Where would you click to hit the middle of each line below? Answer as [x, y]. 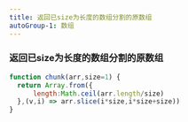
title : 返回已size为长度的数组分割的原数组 [81, 17]
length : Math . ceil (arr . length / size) [98, 94]
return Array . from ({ [55, 85]
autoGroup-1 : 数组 [42, 26]
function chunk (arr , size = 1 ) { [65, 77]
